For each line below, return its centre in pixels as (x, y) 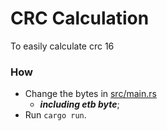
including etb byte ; (79, 104)
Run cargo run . (55, 115)
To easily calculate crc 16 (62, 46)
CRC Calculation (80, 18)
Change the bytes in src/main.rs (90, 94)
